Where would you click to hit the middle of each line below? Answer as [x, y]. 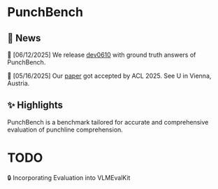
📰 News [24, 38]
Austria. [19, 83]
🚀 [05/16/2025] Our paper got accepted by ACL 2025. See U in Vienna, [109, 76]
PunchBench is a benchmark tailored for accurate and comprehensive [108, 122]
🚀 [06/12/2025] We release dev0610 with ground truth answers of [102, 55]
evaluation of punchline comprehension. [65, 129]
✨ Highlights [35, 105]
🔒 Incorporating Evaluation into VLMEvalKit [69, 177]
